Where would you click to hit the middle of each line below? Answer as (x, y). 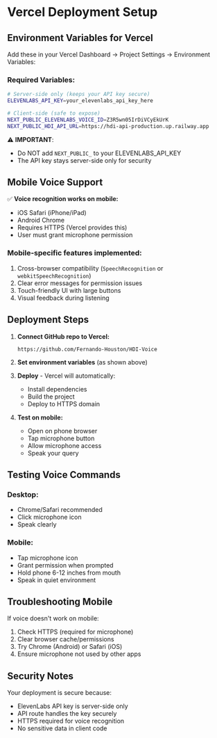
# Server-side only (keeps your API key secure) (79, 95)
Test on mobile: (40, 417)
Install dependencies (57, 389)
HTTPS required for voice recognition (71, 721)
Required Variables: (41, 79)
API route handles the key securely (67, 714)
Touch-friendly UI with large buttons (69, 290)
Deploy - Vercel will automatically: (66, 376)
